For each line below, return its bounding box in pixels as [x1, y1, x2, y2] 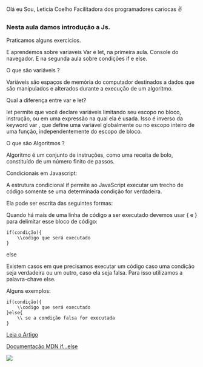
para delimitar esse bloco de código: [6, 218, 98, 225]
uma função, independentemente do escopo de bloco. [6, 128, 142, 135]
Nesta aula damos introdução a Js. [6, 22, 111, 31]
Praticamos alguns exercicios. [6, 36, 81, 44]
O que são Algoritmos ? [6, 140, 65, 147]
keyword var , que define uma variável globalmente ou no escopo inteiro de [6, 122, 195, 129]
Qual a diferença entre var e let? [6, 97, 87, 104]
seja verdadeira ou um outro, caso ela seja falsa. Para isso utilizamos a [6, 269, 183, 276]
